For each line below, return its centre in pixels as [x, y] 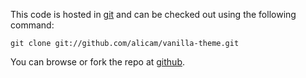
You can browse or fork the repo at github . [97, 62]
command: [32, 25]
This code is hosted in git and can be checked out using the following [153, 14]
